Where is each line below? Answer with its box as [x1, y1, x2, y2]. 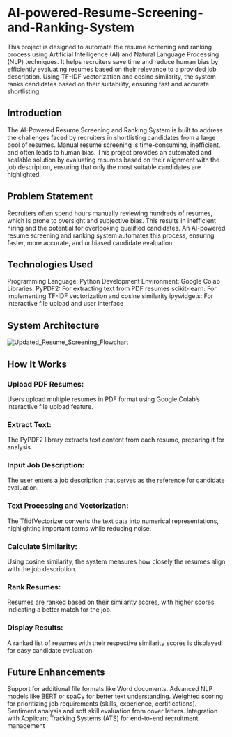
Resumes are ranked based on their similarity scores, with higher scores [7, 598, 215, 607]
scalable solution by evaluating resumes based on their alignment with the [7, 155, 220, 164]
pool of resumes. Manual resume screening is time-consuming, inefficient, [7, 141, 221, 149]
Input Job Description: [7, 460, 85, 470]
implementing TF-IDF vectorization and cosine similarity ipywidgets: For [7, 292, 214, 300]
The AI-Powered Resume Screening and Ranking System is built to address [7, 125, 223, 134]
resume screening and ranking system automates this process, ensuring [7, 231, 215, 240]
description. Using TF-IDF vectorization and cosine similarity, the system [7, 72, 216, 81]
